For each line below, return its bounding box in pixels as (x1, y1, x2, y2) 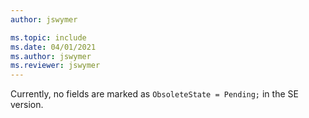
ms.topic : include (10, 32, 87, 43)
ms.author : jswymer (10, 51, 92, 61)
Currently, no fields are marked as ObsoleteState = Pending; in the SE (10, 88, 299, 100)
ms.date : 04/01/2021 (10, 42, 97, 52)
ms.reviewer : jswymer (10, 61, 101, 71)
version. (10, 99, 44, 111)
